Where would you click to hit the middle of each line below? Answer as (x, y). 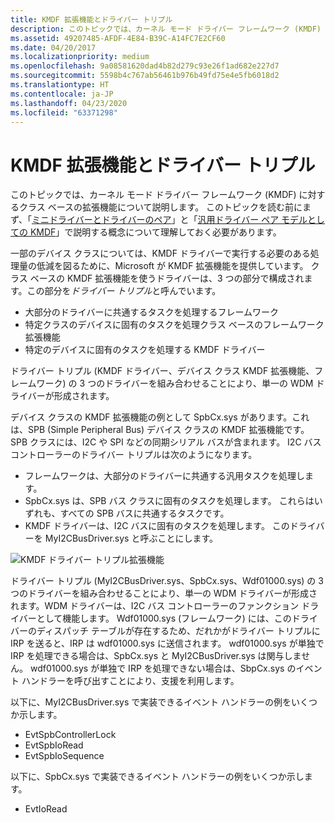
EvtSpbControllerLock (70, 735)
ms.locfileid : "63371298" (64, 112)
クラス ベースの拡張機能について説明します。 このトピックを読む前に (160, 207)
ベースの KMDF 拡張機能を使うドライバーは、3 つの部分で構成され (167, 278)
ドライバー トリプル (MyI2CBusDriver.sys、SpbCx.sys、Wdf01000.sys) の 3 (167, 581)
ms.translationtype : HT (60, 85)
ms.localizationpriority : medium (80, 57)
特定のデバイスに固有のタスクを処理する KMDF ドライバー (145, 350)
